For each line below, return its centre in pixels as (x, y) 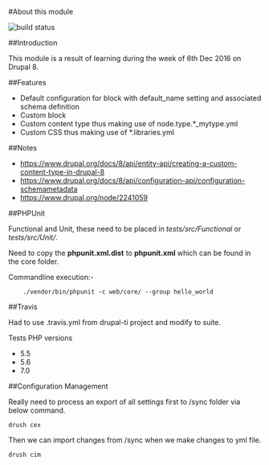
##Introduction (33, 43)
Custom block (43, 115)
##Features (27, 82)
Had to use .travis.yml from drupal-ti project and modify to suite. (115, 322)
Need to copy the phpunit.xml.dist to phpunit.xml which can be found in (130, 253)
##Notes (23, 148)
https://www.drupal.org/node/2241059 (84, 198)
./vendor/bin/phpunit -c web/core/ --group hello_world (118, 292)
